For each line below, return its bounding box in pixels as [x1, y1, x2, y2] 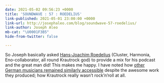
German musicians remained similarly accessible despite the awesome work [5, 67, 159, 73]
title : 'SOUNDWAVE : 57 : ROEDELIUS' [5, 12, 82, 17]
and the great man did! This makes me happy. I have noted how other [5, 62, 145, 68]
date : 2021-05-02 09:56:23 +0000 [5, 7, 73, 12]
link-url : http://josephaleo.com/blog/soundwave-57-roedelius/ [5, 20, 137, 26]
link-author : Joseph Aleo [5, 25, 58, 30]
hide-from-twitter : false [5, 34, 58, 39]
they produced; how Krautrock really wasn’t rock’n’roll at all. [5, 72, 126, 78]
